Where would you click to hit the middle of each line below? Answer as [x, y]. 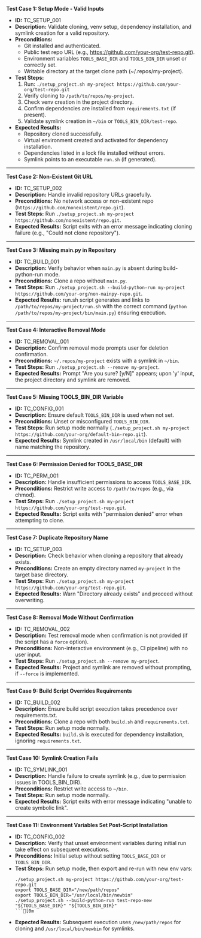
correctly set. [40, 65]
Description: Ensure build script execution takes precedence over [96, 709]
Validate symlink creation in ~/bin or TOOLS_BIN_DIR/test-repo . [100, 121]
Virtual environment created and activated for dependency [96, 140]
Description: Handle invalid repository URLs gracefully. [83, 195]
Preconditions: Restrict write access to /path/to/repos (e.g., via [94, 488]
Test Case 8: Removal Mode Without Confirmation [70, 617]
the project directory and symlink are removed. [72, 380]
